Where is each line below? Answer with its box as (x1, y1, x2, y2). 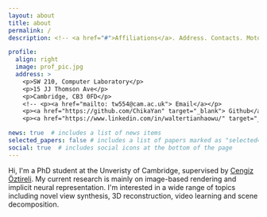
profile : (8, 48, 37, 56)
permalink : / (8, 26, 52, 34)
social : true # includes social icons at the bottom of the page (8, 144, 233, 152)
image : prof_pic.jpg (15, 63, 83, 72)
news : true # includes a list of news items (8, 129, 161, 138)
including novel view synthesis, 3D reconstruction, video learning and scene (8, 191, 258, 200)
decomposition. (8, 200, 60, 209)
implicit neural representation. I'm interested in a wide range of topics (8, 182, 236, 192)
